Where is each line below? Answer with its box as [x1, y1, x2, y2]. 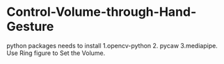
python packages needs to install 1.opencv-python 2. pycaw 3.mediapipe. [6, 41, 218, 50]
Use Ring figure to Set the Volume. [6, 49, 106, 57]
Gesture [6, 19, 54, 34]
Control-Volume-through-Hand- [6, 4, 197, 20]
